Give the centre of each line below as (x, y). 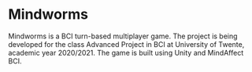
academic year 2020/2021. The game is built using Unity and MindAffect (126, 52)
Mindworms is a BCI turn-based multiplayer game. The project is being (123, 36)
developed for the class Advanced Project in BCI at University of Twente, (126, 44)
